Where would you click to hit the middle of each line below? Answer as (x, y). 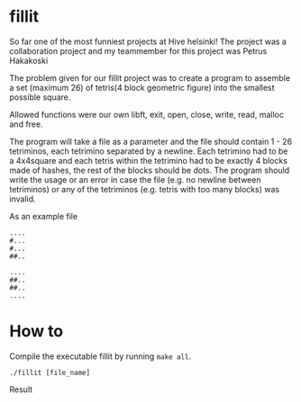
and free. (26, 124)
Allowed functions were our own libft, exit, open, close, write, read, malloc (146, 114)
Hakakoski (29, 60)
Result (21, 389)
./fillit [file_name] (50, 372)
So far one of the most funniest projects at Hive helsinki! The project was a (148, 41)
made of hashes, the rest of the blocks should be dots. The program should (150, 170)
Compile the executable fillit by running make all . (100, 356)
